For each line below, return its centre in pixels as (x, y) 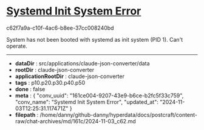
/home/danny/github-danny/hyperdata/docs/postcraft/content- (119, 115)
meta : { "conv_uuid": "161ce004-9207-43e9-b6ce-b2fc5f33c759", (99, 96)
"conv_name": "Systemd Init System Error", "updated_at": (87, 102)
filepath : (27, 115)
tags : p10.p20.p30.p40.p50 (50, 82)
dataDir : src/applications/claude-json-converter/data (82, 63)
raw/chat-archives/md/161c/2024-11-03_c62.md (76, 121)
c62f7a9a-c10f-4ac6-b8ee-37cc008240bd (60, 28)
